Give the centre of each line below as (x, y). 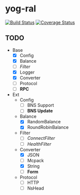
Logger (27, 72)
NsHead (36, 188)
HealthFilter (39, 144)
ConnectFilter (41, 138)
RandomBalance (44, 122)
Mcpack (36, 160)
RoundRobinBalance (48, 127)
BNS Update (40, 111)
